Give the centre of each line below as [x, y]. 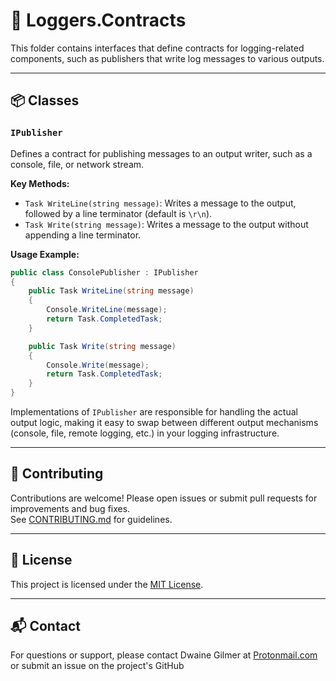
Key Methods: [40, 183]
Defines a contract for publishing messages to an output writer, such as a [161, 153]
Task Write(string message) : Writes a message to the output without [166, 224]
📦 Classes [45, 100]
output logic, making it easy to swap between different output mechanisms [164, 422]
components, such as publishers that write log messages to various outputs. [167, 58]
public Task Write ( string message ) [102, 346]
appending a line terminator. [83, 235]
